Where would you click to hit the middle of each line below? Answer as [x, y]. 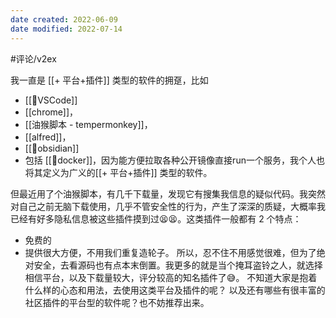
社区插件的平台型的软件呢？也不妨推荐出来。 [117, 302]
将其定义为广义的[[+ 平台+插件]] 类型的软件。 [118, 172]
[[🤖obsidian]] [52, 148]
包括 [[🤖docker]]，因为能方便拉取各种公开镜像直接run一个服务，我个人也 [174, 160]
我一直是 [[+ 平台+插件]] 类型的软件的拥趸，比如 [109, 80]
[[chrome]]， [51, 112]
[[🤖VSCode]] [51, 100]
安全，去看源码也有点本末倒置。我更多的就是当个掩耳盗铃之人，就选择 [178, 265]
